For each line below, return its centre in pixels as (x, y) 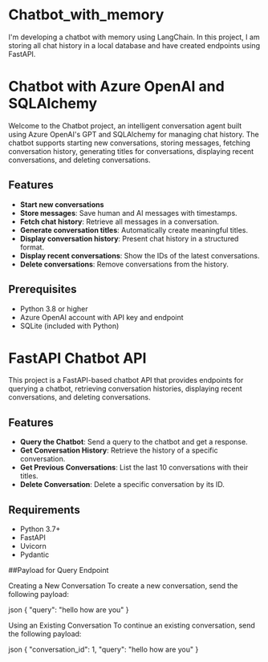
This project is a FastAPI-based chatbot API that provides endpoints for (126, 380)
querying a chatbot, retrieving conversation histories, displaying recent (125, 389)
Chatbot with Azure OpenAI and (116, 87)
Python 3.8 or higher (54, 309)
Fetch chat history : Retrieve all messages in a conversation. (119, 221)
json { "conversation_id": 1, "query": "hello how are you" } (104, 650)
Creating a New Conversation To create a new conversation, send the (123, 586)
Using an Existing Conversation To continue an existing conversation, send (132, 625)
